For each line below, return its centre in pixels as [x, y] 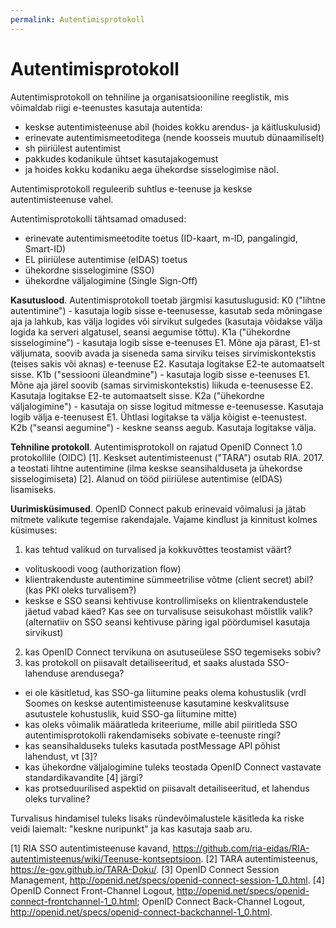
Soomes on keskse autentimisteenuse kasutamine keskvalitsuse [157, 703]
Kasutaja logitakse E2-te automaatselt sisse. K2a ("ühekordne [137, 395]
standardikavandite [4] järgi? [83, 777]
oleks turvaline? [57, 798]
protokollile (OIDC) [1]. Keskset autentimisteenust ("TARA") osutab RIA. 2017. [167, 457]
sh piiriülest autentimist [72, 148]
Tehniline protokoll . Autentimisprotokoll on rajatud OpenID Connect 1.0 [156, 447]
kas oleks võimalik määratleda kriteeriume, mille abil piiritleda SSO [161, 724]
